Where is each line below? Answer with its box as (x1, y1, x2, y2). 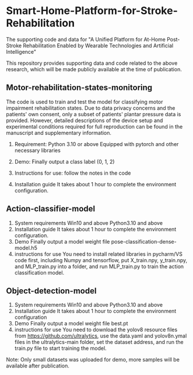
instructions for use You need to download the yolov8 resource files (14, 326, 178, 334)
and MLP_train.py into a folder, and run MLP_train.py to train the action (14, 263, 184, 270)
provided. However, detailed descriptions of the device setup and (6, 117, 163, 124)
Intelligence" (6, 48, 37, 55)
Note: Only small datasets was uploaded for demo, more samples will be (6, 356, 180, 363)
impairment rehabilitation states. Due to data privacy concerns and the (6, 104, 176, 112)
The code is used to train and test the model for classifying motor (6, 98, 163, 105)
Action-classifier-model (6, 204, 95, 214)
